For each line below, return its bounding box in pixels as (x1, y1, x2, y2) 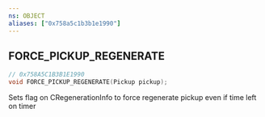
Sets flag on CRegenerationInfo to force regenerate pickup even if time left (8, 93, 257, 102)
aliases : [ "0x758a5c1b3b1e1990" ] (8, 19, 121, 27)
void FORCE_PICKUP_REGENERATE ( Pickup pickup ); (8, 78, 168, 86)
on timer (8, 102, 36, 111)
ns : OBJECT (8, 11, 45, 20)
